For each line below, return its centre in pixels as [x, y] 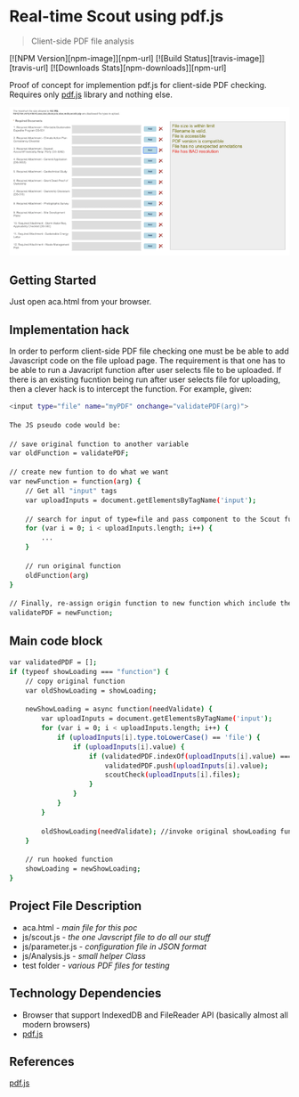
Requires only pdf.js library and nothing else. [91, 94]
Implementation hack [69, 330]
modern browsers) [56, 1024]
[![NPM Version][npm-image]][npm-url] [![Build [96, 58]
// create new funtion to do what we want [89, 472]
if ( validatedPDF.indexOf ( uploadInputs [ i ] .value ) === [190, 756]
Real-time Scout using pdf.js [117, 16]
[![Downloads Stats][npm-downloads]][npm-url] [138, 68]
